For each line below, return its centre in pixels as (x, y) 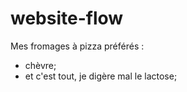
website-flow (67, 18)
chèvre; (40, 65)
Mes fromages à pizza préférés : (77, 46)
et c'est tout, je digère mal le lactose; (101, 76)
